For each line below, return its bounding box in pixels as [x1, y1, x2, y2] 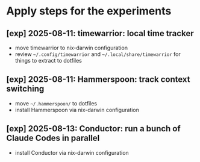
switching [6, 84, 45, 94]
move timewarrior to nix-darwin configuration [14, 44, 128, 51]
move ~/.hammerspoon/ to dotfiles [14, 99, 98, 107]
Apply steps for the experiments [6, 4, 172, 18]
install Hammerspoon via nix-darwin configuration [14, 106, 140, 113]
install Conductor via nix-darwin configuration [14, 149, 130, 156]
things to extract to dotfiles [14, 57, 83, 64]
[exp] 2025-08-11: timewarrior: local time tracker [6, 28, 194, 39]
